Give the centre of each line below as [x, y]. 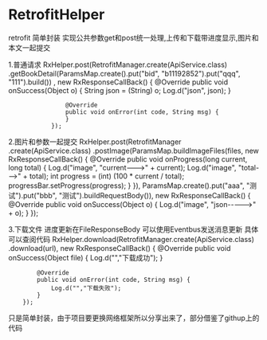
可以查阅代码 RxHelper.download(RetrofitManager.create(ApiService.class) [132, 239]
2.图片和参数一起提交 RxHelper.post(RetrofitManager [95, 142]
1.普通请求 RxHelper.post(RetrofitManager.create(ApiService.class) [118, 64]
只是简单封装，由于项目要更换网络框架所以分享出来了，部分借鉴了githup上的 [134, 318]
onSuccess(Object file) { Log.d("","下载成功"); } [86, 257]
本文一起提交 [29, 47]
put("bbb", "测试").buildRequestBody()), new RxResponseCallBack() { [137, 195]
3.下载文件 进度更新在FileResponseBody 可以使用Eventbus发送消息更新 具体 [133, 229]
